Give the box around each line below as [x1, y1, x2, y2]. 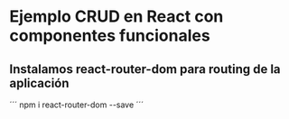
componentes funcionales [9, 25, 210, 46]
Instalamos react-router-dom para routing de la [9, 61, 282, 77]
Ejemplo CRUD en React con [9, 6, 224, 27]
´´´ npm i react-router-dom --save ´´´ [9, 99, 144, 110]
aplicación [9, 75, 70, 91]
